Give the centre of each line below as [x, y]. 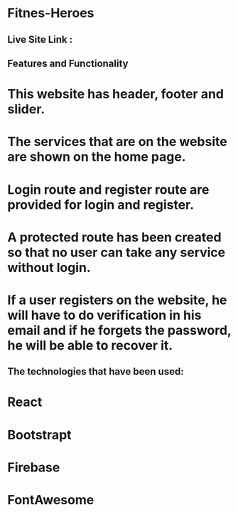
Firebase [34, 467]
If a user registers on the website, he [117, 300]
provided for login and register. [101, 205]
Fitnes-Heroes [51, 13]
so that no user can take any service [117, 252]
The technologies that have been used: [96, 372]
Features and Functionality [68, 63]
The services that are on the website [117, 142]
